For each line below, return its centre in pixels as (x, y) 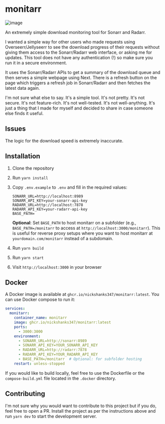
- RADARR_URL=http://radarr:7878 (52, 350)
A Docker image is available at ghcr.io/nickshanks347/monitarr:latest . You (82, 294)
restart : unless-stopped (39, 363)
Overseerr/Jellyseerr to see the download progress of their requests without (82, 47)
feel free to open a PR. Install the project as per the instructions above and (81, 411)
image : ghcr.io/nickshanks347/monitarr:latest (63, 322)
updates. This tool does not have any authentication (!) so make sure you (79, 57)
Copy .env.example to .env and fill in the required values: (70, 187)
